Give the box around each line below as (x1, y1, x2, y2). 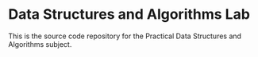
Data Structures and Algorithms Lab (8, 5, 250, 23)
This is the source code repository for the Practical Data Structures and (8, 31, 242, 41)
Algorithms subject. (8, 39, 72, 48)
